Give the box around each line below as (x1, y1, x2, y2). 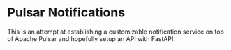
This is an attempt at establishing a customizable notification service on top (7, 27, 225, 36)
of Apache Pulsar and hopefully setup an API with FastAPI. (7, 34, 176, 42)
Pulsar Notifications (7, 5, 126, 21)
